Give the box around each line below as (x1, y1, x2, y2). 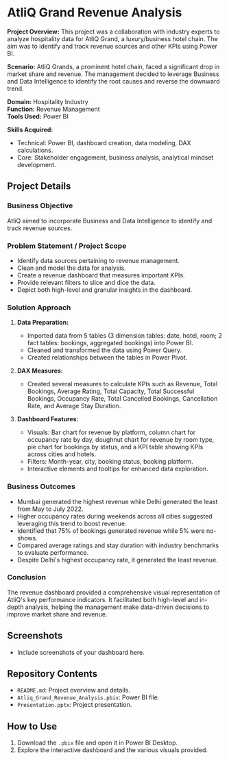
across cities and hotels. (27, 450, 97, 458)
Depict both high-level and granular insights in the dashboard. (16, 286, 193, 294)
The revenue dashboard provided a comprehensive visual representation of (7, 588, 221, 597)
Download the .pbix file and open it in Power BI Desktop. (16, 738, 178, 747)
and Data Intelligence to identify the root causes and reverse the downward (7, 77, 220, 85)
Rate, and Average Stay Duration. (27, 402, 121, 410)
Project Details (7, 180, 71, 192)
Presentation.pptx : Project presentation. (16, 701, 132, 709)
